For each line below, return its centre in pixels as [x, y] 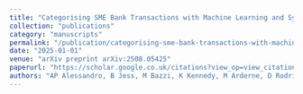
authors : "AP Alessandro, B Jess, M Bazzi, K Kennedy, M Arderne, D [141, 76]
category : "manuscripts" [56, 34]
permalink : [30, 43]
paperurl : [28, 68]
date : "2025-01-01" [46, 51]
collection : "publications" [62, 26]
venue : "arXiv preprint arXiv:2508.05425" [90, 59]
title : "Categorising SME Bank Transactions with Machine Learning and [147, 17]
